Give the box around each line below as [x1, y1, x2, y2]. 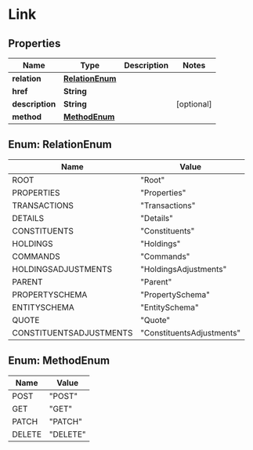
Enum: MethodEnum [8, 354, 110, 368]
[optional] [175, 99, 212, 109]
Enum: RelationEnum [8, 138, 112, 151]
